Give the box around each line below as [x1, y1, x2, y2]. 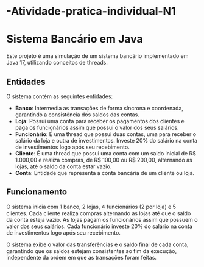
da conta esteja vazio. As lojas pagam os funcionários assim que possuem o [6, 216, 198, 223]
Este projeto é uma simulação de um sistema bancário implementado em [6, 52, 189, 60]
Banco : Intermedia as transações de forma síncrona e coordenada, [15, 104, 184, 112]
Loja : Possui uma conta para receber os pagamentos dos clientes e [15, 117, 185, 124]
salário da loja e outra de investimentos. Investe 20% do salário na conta [15, 137, 198, 144]
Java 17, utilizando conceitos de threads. [6, 59, 108, 66]
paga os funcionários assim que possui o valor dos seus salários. [15, 124, 179, 131]
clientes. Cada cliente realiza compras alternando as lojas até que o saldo [6, 209, 191, 217]
